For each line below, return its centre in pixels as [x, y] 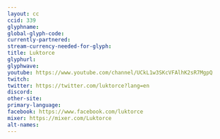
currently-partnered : [39, 40]
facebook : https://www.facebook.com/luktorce [75, 112]
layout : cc [23, 14]
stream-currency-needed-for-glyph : [60, 46]
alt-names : [23, 125]
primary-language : [34, 105]
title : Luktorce [31, 53]
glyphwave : [23, 66]
